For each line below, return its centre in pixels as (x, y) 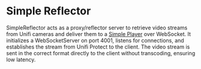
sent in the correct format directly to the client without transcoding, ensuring (101, 53)
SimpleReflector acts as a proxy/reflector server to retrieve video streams (97, 28)
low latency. (21, 59)
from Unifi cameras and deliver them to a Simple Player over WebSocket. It (98, 34)
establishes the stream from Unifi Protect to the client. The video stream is (98, 47)
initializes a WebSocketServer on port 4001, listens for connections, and (95, 40)
